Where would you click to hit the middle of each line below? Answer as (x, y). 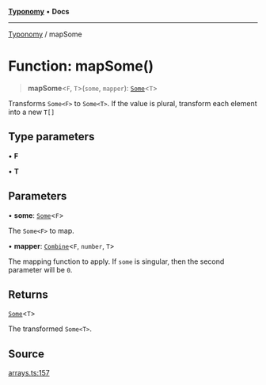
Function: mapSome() (81, 66)
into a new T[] (32, 112)
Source (27, 354)
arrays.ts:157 (29, 373)
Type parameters (51, 137)
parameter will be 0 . (40, 269)
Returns (28, 294)
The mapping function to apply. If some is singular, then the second (116, 261)
